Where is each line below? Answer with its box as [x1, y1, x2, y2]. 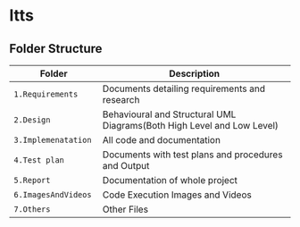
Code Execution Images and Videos [102, 189, 252, 201]
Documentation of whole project [102, 174, 238, 186]
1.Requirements [13, 89, 79, 99]
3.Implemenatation [13, 135, 92, 145]
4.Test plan [13, 156, 65, 165]
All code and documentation [102, 134, 221, 146]
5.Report [13, 175, 51, 185]
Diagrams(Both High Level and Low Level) [102, 120, 279, 131]
